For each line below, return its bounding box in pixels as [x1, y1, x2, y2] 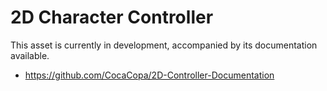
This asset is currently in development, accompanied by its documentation [10, 39, 318, 51]
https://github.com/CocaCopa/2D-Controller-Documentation [24, 69, 275, 81]
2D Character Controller [10, 6, 214, 29]
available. [10, 49, 50, 61]
